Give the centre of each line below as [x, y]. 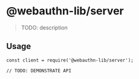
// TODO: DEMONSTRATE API [39, 71]
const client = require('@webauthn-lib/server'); [70, 60]
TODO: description [44, 28]
